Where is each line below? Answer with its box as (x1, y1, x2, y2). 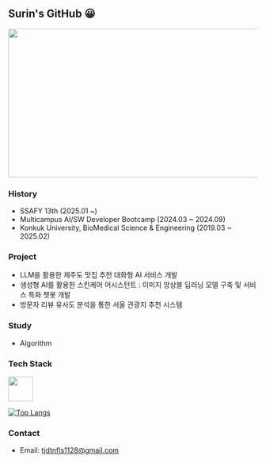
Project (8, 251, 37, 262)
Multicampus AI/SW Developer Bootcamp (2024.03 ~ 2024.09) (19, 215, 226, 224)
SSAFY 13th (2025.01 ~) (19, 206, 97, 216)
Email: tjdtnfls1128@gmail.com (19, 446, 120, 455)
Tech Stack (8, 358, 53, 369)
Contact (8, 427, 40, 438)
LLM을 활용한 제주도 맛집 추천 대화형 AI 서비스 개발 (19, 270, 178, 280)
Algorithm (19, 338, 52, 348)
